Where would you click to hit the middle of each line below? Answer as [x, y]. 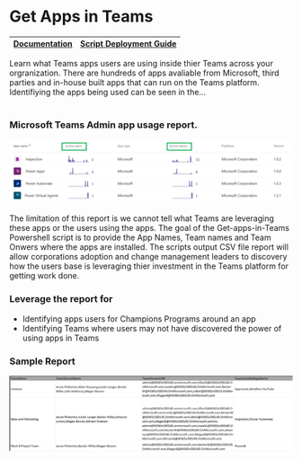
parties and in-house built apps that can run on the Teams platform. [134, 82]
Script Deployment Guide [129, 44]
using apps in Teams [61, 338]
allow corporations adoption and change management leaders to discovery [148, 257]
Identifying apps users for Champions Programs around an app [139, 318]
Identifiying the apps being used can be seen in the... [108, 92]
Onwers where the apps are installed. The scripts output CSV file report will [149, 247]
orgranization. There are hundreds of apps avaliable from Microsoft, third [145, 73]
